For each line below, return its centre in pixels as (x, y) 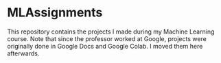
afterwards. (23, 53)
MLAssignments (55, 13)
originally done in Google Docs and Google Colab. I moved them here (105, 46)
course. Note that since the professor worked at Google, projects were (107, 38)
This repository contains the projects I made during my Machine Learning (111, 32)
